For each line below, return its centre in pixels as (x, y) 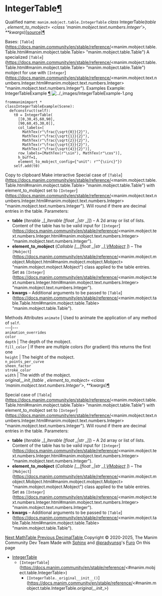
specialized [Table (23, 57)
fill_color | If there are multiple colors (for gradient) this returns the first (78, 347)
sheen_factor (18, 366)
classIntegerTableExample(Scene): (40, 106)
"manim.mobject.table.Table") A (118, 52)
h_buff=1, (28, 157)
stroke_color (18, 370)
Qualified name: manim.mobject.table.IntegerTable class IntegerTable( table (81, 22)
